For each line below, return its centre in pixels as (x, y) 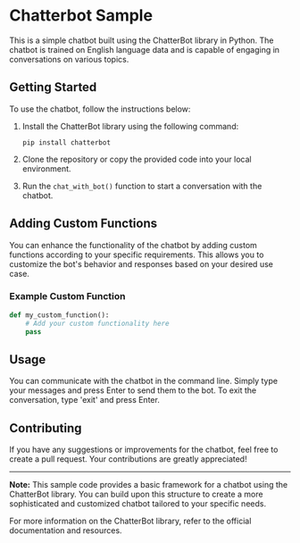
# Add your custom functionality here (97, 323)
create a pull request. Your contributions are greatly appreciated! (128, 459)
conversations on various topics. (69, 59)
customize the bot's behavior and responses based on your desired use (142, 263)
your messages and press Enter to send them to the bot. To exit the (133, 390)
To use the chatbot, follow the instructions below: (100, 109)
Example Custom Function (67, 297)
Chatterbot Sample (81, 16)
